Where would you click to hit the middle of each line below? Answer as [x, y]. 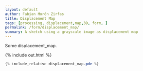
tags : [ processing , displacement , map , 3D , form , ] [56, 23]
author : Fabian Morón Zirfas [35, 14]
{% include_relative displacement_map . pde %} [52, 64]
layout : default [21, 9]
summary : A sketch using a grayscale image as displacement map [71, 32]
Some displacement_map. [31, 46]
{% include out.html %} [28, 55]
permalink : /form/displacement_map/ [42, 28]
